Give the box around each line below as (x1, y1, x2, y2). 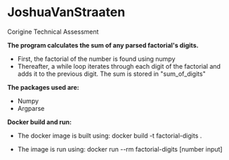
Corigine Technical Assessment (7, 27, 99, 36)
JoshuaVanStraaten (7, 4, 126, 20)
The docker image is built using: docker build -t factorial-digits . (17, 131, 202, 140)
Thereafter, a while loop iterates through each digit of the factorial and (17, 62, 221, 70)
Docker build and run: (7, 117, 72, 126)
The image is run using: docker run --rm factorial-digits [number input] (17, 145, 223, 153)
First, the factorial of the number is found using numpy (17, 54, 176, 63)
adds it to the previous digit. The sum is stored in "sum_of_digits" (17, 69, 206, 78)
